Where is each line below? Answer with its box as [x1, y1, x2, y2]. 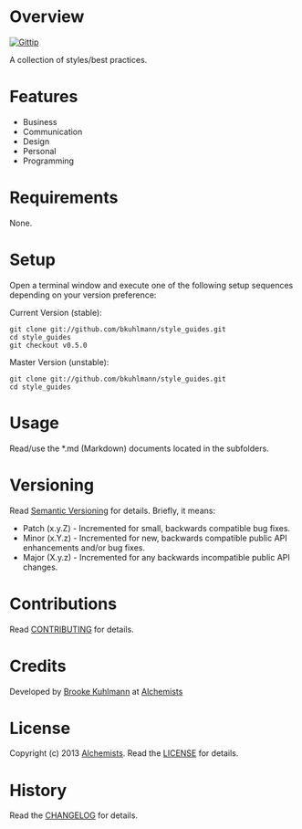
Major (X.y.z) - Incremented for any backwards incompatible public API [22, 551, 290, 562]
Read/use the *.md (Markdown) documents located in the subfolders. [9, 443, 269, 454]
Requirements [9, 187, 119, 208]
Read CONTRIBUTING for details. [9, 624, 134, 635]
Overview [9, 6, 85, 27]
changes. [22, 561, 58, 572]
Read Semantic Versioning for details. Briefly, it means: [9, 505, 216, 516]
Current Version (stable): [9, 307, 102, 318]
